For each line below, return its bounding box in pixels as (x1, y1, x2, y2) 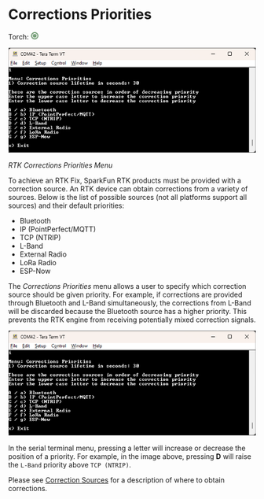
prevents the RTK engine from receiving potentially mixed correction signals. (8, 315, 256, 324)
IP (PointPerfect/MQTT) (19, 224, 97, 234)
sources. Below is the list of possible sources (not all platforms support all (8, 193, 247, 202)
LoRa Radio (19, 258, 57, 268)
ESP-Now (19, 266, 51, 276)
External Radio (19, 249, 67, 259)
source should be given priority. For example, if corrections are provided (8, 290, 243, 300)
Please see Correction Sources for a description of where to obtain (8, 475, 225, 485)
